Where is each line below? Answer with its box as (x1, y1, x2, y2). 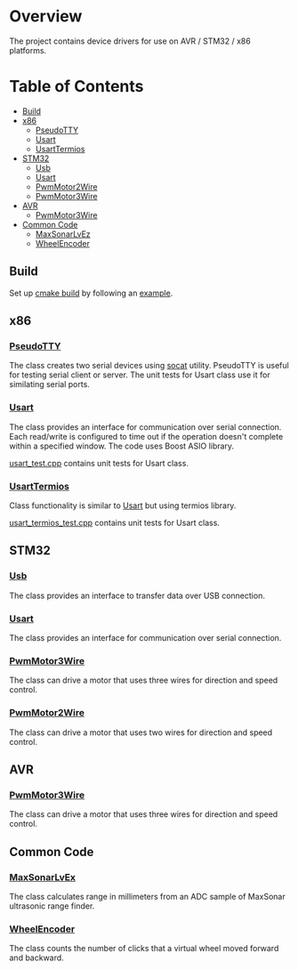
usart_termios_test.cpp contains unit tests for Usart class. (9, 517, 221, 528)
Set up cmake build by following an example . (9, 287, 173, 298)
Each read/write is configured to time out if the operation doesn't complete (9, 431, 284, 441)
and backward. (9, 952, 64, 963)
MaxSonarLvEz (35, 229, 91, 239)
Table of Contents (9, 77, 144, 97)
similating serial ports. (9, 379, 91, 390)
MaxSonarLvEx (9, 870, 76, 883)
